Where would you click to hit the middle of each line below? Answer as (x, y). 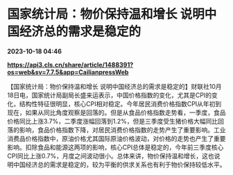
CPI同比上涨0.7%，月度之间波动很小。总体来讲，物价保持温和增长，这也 (111, 156)
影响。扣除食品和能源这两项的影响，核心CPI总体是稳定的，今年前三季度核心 (115, 147)
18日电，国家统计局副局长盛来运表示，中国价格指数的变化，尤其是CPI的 (110, 95)
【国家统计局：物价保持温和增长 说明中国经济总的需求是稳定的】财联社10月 (114, 86)
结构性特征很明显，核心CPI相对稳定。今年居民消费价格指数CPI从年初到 (120, 103)
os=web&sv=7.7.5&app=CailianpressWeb (68, 72)
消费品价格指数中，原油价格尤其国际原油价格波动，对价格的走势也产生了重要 (116, 138)
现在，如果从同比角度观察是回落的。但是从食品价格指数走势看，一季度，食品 (116, 112)
